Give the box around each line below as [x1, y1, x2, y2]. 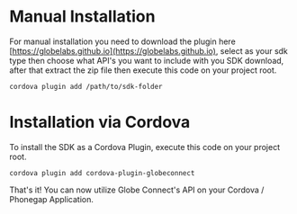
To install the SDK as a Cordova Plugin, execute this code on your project [9, 141, 281, 152]
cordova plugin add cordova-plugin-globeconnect [9, 168, 195, 177]
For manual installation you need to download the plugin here [9, 36, 236, 47]
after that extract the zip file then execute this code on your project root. [9, 65, 277, 76]
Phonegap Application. [9, 193, 94, 204]
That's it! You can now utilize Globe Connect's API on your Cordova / [9, 184, 265, 195]
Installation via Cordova [9, 112, 191, 132]
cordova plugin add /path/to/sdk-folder [9, 82, 164, 91]
